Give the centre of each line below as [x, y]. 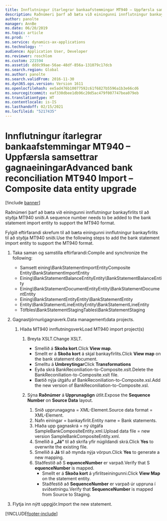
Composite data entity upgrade [71, 189]
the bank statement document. [66, 359]
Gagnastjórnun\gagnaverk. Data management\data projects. [73, 319]
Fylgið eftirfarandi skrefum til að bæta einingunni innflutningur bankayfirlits [82, 232]
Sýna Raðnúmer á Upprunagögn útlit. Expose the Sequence [89, 395]
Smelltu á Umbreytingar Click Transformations [83, 364]
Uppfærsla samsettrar [52, 157]
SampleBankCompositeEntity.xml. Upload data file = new [92, 431]
